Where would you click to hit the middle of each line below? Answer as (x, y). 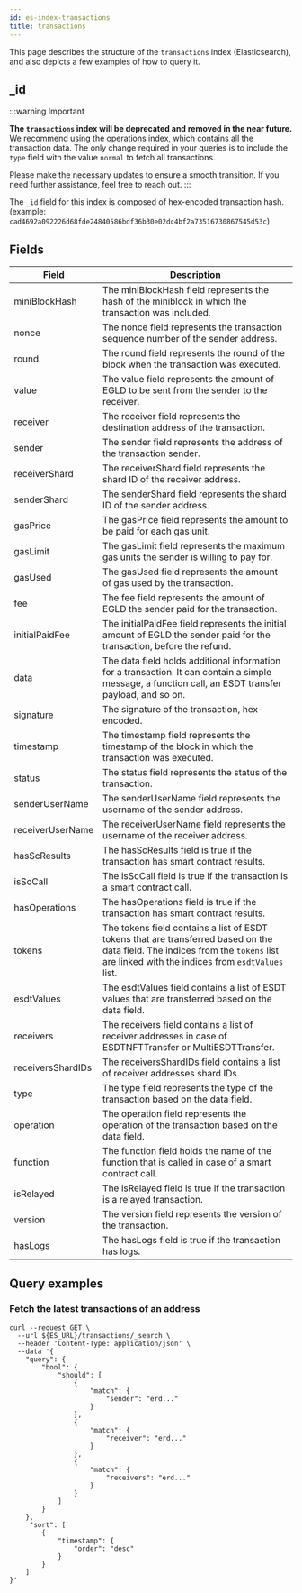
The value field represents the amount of (188, 380)
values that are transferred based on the (187, 999)
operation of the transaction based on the (190, 1125)
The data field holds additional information (191, 661)
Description (195, 275)
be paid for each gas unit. (156, 531)
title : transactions (48, 26)
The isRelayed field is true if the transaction (194, 1188)
